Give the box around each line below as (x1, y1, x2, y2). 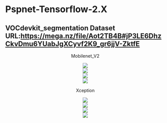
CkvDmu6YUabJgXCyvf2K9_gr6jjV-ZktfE (5, 39, 140, 48)
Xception (76, 88, 95, 93)
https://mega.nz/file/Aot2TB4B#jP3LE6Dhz (20, 31, 162, 40)
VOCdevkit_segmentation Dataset (5, 24, 116, 32)
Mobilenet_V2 (71, 53, 100, 59)
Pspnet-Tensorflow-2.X (5, 4, 108, 15)
